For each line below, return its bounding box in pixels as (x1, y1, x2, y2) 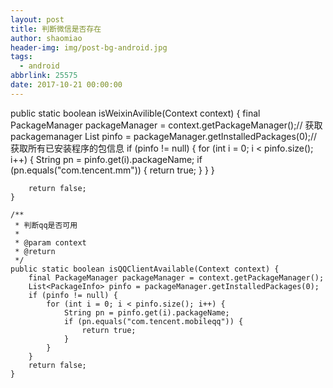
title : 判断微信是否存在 (10, 24, 102, 34)
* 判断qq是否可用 (14, 220, 78, 230)
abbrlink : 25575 (10, 71, 78, 81)
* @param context (14, 237, 87, 248)
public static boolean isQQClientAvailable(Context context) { (10, 264, 280, 274)
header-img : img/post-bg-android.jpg (10, 42, 168, 53)
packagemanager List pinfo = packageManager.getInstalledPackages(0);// (10, 130, 318, 142)
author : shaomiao (10, 33, 83, 43)
